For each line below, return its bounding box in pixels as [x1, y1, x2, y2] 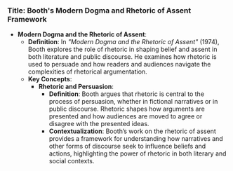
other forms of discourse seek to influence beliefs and [48, 142, 206, 151]
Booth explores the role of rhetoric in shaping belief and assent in [27, 45, 218, 54]
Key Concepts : [27, 75, 72, 83]
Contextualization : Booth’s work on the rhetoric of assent [48, 127, 216, 135]
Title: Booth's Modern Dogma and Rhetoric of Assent [7, 6, 192, 15]
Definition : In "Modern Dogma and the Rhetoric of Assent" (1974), [27, 38, 220, 46]
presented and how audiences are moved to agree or [48, 112, 203, 121]
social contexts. [48, 157, 95, 165]
